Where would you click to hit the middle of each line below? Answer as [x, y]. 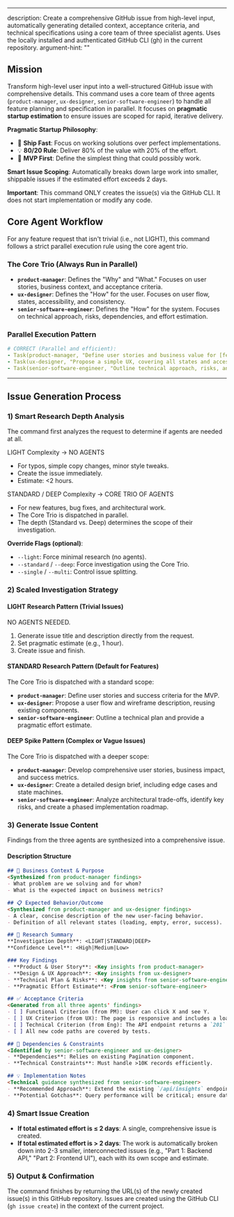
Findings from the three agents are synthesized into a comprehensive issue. [116, 840]
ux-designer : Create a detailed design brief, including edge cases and [117, 784]
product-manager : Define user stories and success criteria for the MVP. [118, 695]
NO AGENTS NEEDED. [39, 622]
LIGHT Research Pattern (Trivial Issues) [65, 606]
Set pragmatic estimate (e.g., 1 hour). [70, 643]
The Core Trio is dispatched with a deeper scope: [78, 756]
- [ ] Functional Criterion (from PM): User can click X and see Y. [109, 1012]
